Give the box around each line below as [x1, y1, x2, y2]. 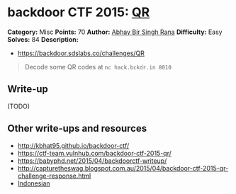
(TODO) [7, 102, 30, 110]
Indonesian [17, 178, 51, 188]
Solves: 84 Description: [7, 35, 79, 43]
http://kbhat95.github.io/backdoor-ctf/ [17, 141, 130, 149]
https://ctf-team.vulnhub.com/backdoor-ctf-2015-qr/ [17, 149, 172, 157]
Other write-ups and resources [7, 122, 147, 135]
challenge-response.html [17, 171, 91, 180]
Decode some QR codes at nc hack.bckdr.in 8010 [24, 62, 172, 71]
